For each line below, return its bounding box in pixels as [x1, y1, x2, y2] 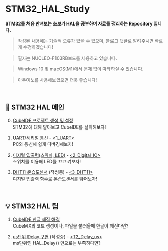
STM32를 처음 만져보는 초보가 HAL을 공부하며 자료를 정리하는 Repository [5, 20, 153, 27]
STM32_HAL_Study [5, 3, 90, 15]
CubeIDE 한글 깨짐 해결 [12, 216, 60, 222]
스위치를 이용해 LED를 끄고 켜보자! [12, 158, 81, 164]
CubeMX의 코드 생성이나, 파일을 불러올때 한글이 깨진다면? [12, 222, 129, 229]
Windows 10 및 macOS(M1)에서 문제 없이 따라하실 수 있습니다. [17, 66, 144, 72]
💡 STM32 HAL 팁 [5, 202, 59, 211]
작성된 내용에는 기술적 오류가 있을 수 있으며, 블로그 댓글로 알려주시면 [17, 38, 154, 44]
